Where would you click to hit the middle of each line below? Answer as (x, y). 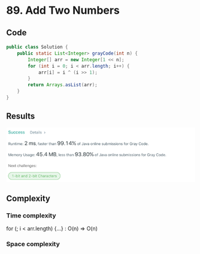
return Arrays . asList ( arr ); (63, 85)
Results (21, 117)
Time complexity (31, 216)
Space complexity (33, 244)
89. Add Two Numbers (63, 10)
